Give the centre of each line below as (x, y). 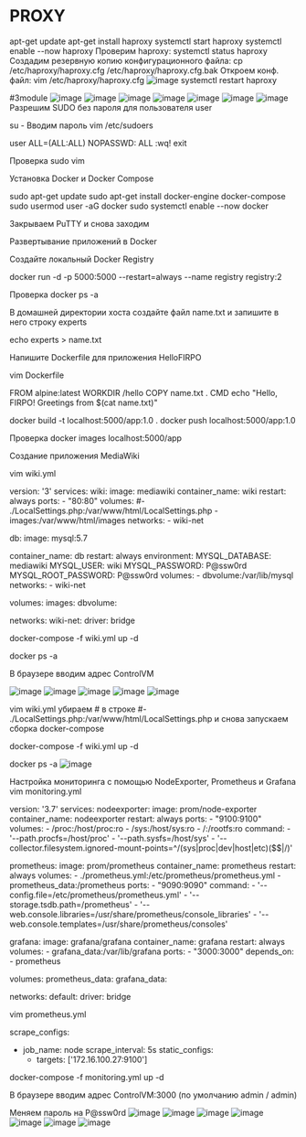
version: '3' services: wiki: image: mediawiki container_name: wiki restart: (148, 491)
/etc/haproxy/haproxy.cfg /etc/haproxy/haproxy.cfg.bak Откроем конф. (144, 70)
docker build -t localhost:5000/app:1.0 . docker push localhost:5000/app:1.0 (153, 420)
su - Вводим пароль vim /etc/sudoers (81, 125)
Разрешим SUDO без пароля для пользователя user (111, 107)
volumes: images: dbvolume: (63, 602)
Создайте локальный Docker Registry (82, 259)
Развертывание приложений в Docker (83, 241)
